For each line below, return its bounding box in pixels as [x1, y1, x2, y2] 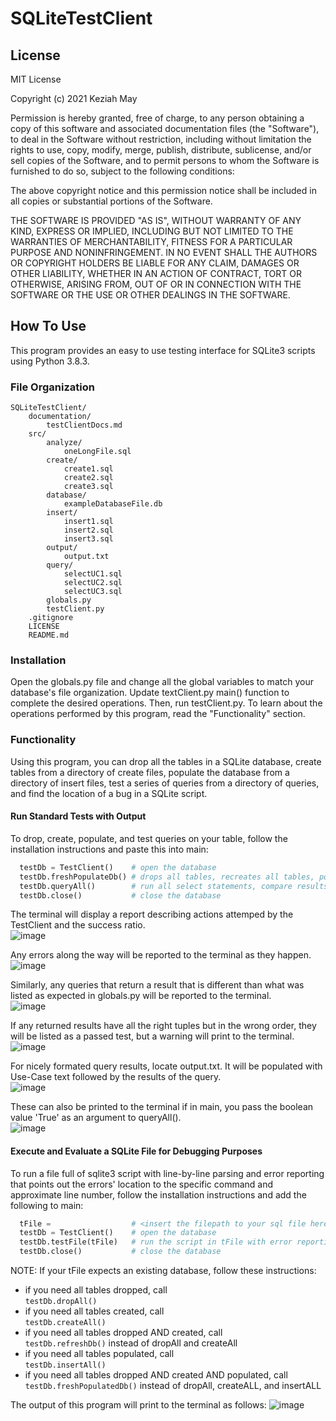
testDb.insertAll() [24, 1360, 107, 1371]
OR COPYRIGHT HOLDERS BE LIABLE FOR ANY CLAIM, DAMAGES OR [10, 257, 300, 269]
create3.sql [63, 482, 114, 492]
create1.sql [63, 464, 114, 474]
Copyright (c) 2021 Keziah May [10, 93, 138, 104]
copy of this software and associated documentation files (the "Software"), [10, 123, 320, 134]
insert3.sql [63, 534, 114, 544]
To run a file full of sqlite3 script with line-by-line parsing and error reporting [10, 1167, 325, 1179]
